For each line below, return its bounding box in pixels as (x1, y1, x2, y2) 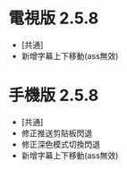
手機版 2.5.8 (8, 86, 99, 106)
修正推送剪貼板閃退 (21, 127, 93, 139)
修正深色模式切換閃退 (21, 139, 100, 149)
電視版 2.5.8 (8, 8, 99, 29)
